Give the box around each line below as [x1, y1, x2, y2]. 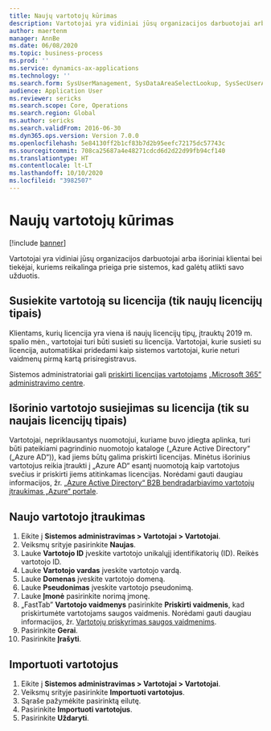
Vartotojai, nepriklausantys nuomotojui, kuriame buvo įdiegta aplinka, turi [9, 435, 251, 445]
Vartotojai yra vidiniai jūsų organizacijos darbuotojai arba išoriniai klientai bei [9, 253, 262, 263]
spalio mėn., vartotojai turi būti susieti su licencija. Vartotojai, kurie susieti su [9, 336, 262, 347]
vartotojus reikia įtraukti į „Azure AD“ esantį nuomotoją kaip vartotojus [9, 461, 240, 471]
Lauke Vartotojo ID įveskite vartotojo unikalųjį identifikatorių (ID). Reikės [20, 549, 260, 559]
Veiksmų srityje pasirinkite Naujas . [20, 540, 136, 550]
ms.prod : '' [9, 57, 49, 65]
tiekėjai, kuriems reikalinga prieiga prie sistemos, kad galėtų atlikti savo [9, 262, 244, 272]
